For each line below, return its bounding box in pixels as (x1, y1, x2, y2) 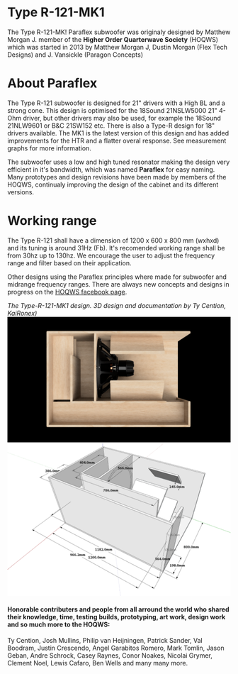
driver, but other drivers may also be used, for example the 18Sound (23, 114, 222, 122)
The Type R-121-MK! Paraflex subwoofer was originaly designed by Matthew (7, 28, 231, 36)
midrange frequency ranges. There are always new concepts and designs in (7, 280, 229, 288)
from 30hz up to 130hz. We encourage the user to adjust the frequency (7, 251, 215, 260)
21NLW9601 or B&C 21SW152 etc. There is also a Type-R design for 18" (7, 121, 215, 130)
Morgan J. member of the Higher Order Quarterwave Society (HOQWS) (7, 35, 218, 43)
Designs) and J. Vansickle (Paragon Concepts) (7, 50, 144, 59)
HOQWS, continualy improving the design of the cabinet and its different (7, 180, 219, 189)
